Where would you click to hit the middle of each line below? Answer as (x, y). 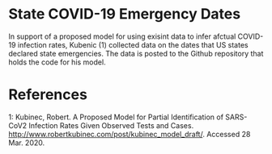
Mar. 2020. (27, 143)
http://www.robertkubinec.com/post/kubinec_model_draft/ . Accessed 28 (130, 134)
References (48, 95)
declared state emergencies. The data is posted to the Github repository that (136, 53)
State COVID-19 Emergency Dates (125, 14)
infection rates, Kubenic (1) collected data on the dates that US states (133, 44)
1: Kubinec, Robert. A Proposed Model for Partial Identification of (116, 117)
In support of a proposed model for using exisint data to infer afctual (122, 36)
